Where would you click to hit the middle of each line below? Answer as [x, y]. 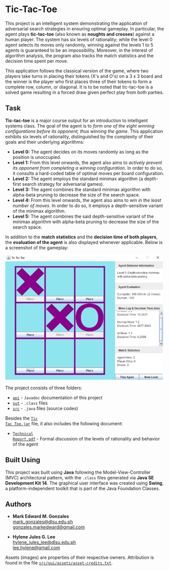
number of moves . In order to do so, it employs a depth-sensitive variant [88, 206]
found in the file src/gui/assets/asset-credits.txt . [59, 563]
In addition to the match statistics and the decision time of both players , [81, 237]
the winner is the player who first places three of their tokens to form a [78, 81]
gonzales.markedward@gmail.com [48, 527]
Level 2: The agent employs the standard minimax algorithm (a [78, 179]
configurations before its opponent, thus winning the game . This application [84, 131]
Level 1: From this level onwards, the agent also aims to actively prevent [87, 162]
